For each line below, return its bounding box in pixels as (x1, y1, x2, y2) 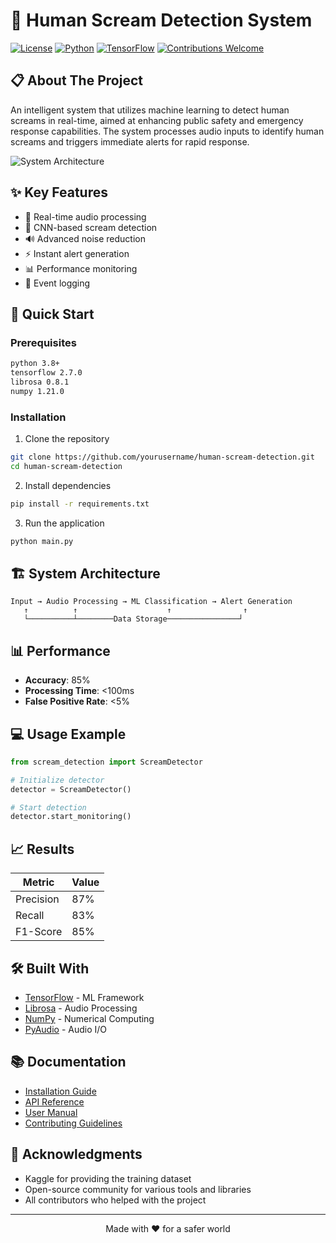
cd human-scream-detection (10, 461, 123, 471)
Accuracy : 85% (24, 674, 91, 686)
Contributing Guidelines (24, 1117, 123, 1129)
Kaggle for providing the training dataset (24, 1172, 192, 1184)
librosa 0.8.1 (10, 377, 70, 387)
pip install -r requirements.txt (10, 499, 150, 509)
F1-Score (15, 925, 63, 939)
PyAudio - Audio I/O (24, 1023, 108, 1035)
